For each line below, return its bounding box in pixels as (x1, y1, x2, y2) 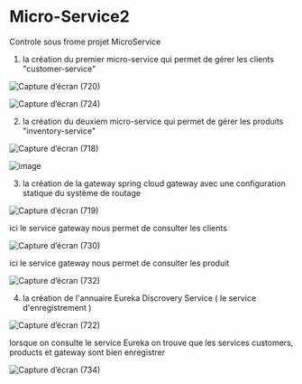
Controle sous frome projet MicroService (9, 36, 161, 47)
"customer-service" (22, 63, 96, 74)
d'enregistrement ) (22, 302, 92, 313)
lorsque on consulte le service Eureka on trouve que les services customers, (9, 337, 294, 348)
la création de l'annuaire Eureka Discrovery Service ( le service (22, 292, 257, 304)
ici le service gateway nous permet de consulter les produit (9, 258, 230, 268)
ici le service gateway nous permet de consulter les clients (9, 222, 228, 233)
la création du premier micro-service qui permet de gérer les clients (22, 53, 275, 64)
